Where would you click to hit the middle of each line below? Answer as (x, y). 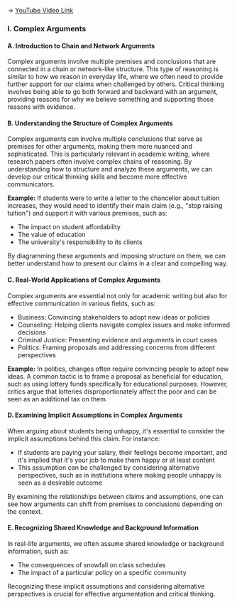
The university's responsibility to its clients (80, 242)
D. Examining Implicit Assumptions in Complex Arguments (95, 415)
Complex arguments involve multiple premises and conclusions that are (112, 62)
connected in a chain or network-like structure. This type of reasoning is (113, 69)
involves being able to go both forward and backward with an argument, (113, 92)
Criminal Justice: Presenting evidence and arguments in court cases (117, 340)
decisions (32, 332)
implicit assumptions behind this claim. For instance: (84, 438)
